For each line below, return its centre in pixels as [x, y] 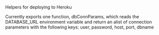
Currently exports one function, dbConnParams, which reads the [72, 17]
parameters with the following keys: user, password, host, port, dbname [80, 27]
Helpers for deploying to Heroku [38, 7]
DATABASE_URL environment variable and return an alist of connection [78, 22]
